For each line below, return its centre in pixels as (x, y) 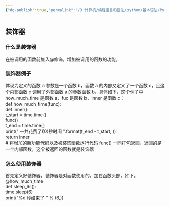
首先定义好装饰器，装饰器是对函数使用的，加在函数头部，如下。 (72, 175)
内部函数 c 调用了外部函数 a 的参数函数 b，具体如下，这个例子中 (76, 92)
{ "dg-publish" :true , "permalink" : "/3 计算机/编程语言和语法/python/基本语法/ (83, 10)
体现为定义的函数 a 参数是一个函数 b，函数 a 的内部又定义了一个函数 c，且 (83, 85)
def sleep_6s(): (21, 186)
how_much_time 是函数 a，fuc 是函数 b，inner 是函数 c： (65, 98)
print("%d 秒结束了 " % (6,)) (34, 198)
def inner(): (17, 109)
